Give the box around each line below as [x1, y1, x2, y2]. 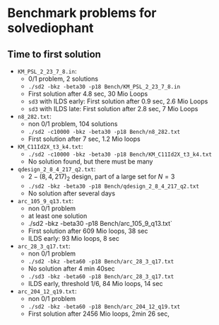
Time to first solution [7, 48, 101, 60]
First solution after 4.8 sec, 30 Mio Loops [28, 90, 148, 98]
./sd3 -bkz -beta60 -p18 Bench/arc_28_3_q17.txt [28, 273, 174, 280]
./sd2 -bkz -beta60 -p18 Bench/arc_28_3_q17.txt [28, 258, 174, 265]
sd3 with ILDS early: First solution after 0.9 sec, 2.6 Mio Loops [28, 97, 208, 106]
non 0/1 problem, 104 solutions [28, 120, 118, 128]
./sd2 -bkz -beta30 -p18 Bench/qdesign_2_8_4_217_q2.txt [28, 183, 200, 190]
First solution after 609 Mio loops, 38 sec [28, 227, 148, 235]
